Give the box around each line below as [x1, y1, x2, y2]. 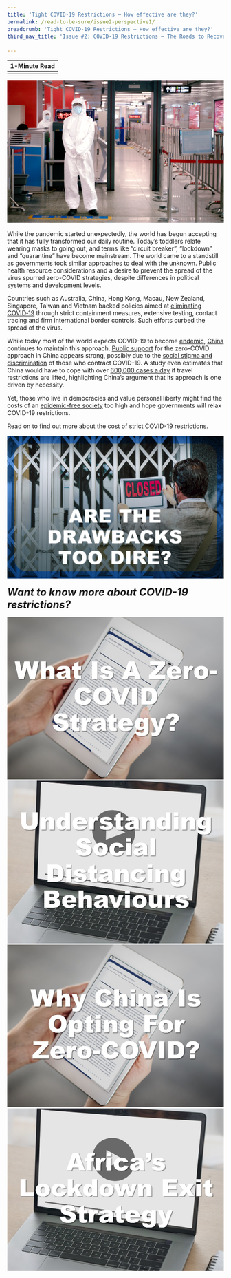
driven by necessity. [7, 381, 65, 389]
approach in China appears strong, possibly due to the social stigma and [7, 352, 212, 360]
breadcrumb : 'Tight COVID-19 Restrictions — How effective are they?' [7, 25, 214, 32]
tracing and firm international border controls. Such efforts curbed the [7, 317, 206, 325]
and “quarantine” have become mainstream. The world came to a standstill [7, 252, 219, 260]
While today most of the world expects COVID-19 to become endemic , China [7, 337, 224, 345]
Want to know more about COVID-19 [7, 585, 189, 599]
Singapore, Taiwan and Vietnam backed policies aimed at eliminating [7, 301, 202, 310]
